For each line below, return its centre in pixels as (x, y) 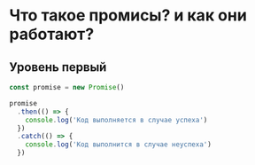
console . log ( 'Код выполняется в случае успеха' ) (116, 120)
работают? (52, 34)
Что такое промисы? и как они (128, 16)
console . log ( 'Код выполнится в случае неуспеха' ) (119, 145)
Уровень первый (58, 67)
